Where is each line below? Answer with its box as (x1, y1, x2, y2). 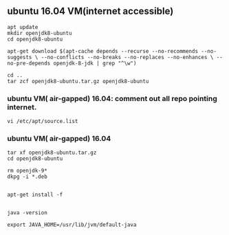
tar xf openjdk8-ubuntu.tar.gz (7, 149, 97, 157)
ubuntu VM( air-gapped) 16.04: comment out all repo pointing (7, 93, 218, 103)
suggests (7, 54, 32, 60)
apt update (7, 23, 39, 30)
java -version (7, 210, 48, 216)
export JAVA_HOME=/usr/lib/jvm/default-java (7, 221, 137, 229)
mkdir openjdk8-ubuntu (7, 30, 72, 36)
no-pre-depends (7, 60, 51, 67)
